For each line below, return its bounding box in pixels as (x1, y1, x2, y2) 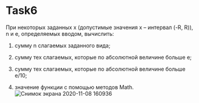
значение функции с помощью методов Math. (14, 83, 134, 91)
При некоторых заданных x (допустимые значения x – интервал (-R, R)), (5, 24, 194, 31)
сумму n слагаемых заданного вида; (14, 42, 111, 49)
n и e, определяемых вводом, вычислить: (5, 30, 114, 37)
